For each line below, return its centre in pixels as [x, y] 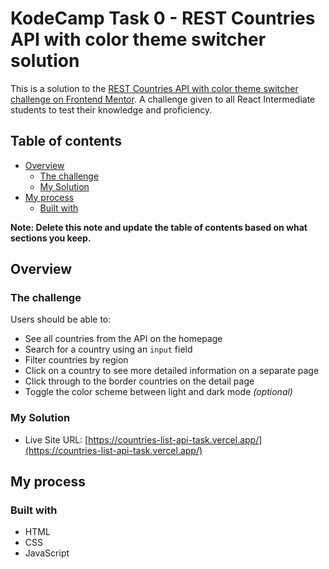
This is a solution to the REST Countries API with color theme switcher [154, 88]
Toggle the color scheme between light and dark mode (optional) [158, 392]
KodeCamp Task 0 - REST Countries [163, 18]
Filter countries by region [76, 360]
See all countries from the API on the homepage [123, 339]
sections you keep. [51, 238]
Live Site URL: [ [56, 439]
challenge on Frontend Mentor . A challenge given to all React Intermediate [163, 99]
